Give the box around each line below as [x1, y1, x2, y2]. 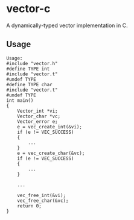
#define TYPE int [6, 66, 50, 72]
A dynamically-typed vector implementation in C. [6, 22, 128, 29]
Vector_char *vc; [17, 113, 61, 119]
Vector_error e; [17, 118, 59, 125]
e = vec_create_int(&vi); [17, 124, 83, 130]
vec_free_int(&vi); [17, 192, 66, 198]
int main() [6, 97, 34, 104]
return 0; [17, 203, 42, 209]
